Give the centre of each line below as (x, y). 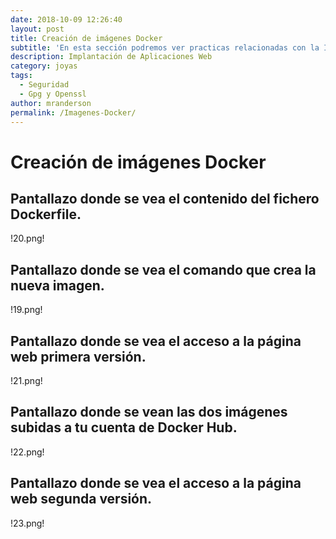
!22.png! (27, 452)
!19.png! (26, 310)
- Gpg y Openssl (53, 94)
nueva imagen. (57, 285)
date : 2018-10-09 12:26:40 (66, 19)
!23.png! (27, 523)
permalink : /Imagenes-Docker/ (73, 112)
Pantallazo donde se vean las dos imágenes (149, 412)
